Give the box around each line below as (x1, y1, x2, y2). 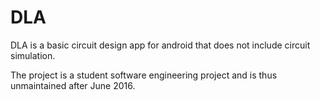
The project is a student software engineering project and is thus (10, 69, 278, 81)
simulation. (10, 49, 56, 61)
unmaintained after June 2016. (10, 79, 136, 91)
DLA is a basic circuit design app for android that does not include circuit (10, 39, 311, 51)
